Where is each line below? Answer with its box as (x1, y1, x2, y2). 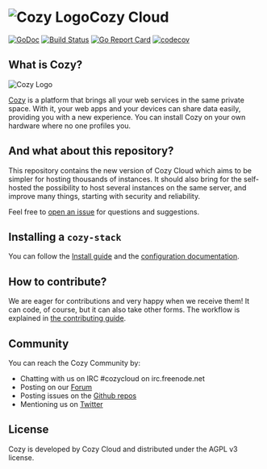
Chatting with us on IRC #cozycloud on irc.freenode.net (19, 374, 206, 383)
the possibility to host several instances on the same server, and (33, 182, 247, 193)
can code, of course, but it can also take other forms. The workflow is (8, 305, 240, 314)
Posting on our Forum (19, 383, 93, 392)
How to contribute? (8, 275, 107, 288)
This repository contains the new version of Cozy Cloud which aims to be (8, 165, 252, 175)
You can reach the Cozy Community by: (8, 359, 141, 367)
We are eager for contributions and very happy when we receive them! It (8, 297, 250, 306)
